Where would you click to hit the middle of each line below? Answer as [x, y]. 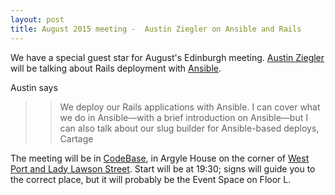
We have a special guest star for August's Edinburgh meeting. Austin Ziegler [167, 57]
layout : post [37, 19]
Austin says [34, 87]
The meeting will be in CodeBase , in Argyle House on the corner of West [160, 158]
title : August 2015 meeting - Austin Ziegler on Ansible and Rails [156, 29]
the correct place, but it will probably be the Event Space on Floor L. [151, 179]
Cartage [76, 138]
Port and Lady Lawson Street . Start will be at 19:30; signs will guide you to [163, 168]
